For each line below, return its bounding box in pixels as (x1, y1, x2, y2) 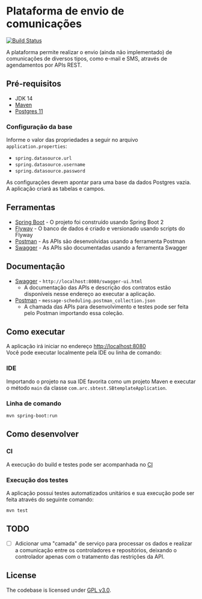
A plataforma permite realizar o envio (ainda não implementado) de (6, 48, 173, 55)
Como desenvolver (6, 429, 79, 440)
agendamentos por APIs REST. (6, 61, 82, 69)
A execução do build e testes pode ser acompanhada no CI (6, 461, 153, 468)
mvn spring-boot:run (6, 413, 58, 419)
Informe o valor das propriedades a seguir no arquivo (6, 137, 138, 144)
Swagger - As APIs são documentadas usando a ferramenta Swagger (14, 244, 188, 251)
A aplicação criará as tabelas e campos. (6, 185, 105, 192)
